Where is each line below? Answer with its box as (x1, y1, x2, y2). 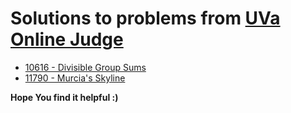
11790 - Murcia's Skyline (24, 72, 126, 84)
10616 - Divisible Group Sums (24, 61, 147, 73)
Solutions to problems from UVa (10, 7, 281, 30)
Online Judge (10, 28, 124, 51)
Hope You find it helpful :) (10, 91, 119, 103)
